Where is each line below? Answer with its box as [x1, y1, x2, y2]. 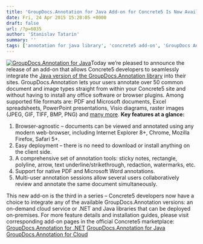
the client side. [14, 148, 53, 155]
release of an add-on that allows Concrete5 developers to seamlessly [6, 65, 179, 73]
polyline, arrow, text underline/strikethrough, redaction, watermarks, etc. [14, 161, 196, 168]
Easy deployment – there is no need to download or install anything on [14, 142, 190, 149]
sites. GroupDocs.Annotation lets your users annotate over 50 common [6, 78, 183, 85]
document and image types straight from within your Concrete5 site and [6, 85, 186, 92]
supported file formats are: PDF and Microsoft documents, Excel [6, 97, 166, 105]
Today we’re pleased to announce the [91, 59, 185, 67]
